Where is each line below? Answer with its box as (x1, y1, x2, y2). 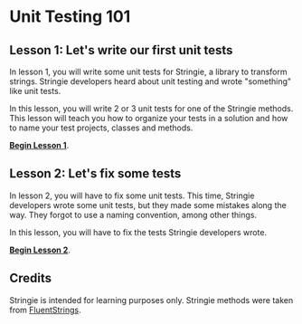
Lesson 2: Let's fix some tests (9, 166, 182, 182)
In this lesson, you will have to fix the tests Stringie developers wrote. (9, 226, 268, 237)
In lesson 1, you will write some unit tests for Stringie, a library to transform (9, 66, 288, 77)
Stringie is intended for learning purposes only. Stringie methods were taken (9, 294, 294, 305)
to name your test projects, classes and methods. (9, 122, 193, 133)
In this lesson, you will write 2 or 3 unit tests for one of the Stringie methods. (9, 103, 294, 114)
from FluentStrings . (9, 304, 81, 315)
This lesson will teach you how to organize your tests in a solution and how (9, 113, 288, 123)
